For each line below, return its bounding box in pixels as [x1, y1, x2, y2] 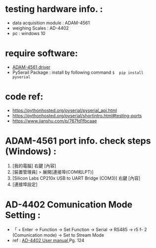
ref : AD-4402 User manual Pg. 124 [12, 237, 85, 243]
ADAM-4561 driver [12, 64, 51, 70]
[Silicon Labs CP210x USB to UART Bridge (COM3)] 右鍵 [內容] [12, 175, 141, 181]
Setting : [5, 209, 41, 221]
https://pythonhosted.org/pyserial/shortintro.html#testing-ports [12, 112, 142, 118]
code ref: [5, 91, 44, 102]
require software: [5, 48, 78, 59]
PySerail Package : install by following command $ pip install [12, 69, 144, 75]
